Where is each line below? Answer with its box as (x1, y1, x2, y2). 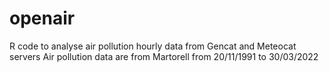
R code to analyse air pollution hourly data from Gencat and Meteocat (9, 40, 297, 52)
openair (9, 7, 76, 30)
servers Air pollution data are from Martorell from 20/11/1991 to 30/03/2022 (9, 50, 319, 62)
